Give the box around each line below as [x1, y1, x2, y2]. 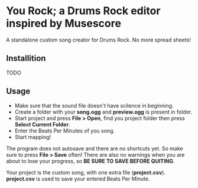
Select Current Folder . [14, 121, 70, 128]
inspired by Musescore [6, 17, 121, 30]
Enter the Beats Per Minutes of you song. [14, 127, 115, 134]
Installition [6, 53, 46, 63]
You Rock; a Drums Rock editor [6, 4, 161, 18]
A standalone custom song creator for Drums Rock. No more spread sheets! [6, 36, 191, 43]
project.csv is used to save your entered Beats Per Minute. [6, 175, 150, 182]
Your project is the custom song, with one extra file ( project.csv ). [6, 168, 165, 176]
